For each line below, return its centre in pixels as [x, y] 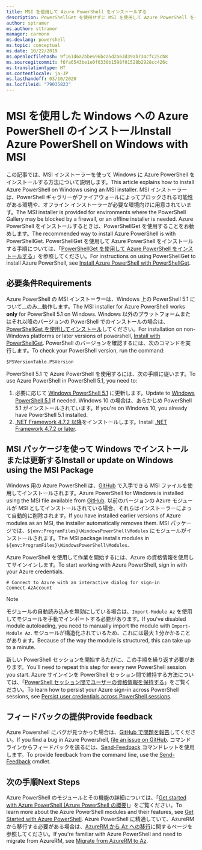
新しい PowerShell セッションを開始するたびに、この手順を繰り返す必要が [98, 659]
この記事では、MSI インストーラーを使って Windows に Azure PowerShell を [101, 174]
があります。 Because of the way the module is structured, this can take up [99, 640]
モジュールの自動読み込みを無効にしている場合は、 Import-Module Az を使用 [99, 611]
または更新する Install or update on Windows [90, 460]
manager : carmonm [28, 34]
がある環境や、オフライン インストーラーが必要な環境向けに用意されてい [96, 205]
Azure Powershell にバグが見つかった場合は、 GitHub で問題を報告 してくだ [98, 732]
